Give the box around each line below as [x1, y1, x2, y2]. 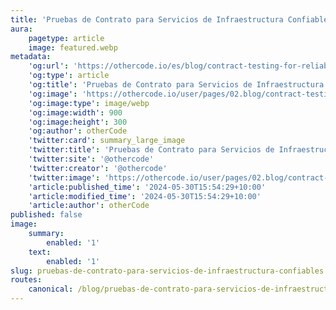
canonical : [28, 284, 74, 295]
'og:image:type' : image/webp [28, 98, 150, 108]
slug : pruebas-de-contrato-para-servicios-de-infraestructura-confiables [10, 266, 325, 276]
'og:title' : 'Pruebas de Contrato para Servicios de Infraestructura [28, 80, 325, 90]
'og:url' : [28, 61, 70, 71]
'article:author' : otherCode [28, 201, 150, 211]
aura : [10, 24, 33, 34]
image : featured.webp [28, 42, 118, 53]
